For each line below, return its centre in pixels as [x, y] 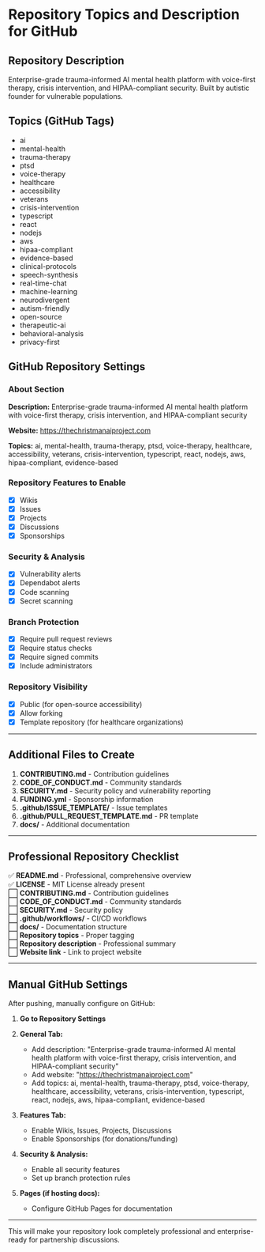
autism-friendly [45, 308]
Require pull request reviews [66, 639]
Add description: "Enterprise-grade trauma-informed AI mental [134, 1050]
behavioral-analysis [52, 333]
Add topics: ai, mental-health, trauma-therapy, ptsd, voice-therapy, [140, 1083]
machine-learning [49, 291]
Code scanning [44, 592]
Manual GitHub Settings [68, 984]
